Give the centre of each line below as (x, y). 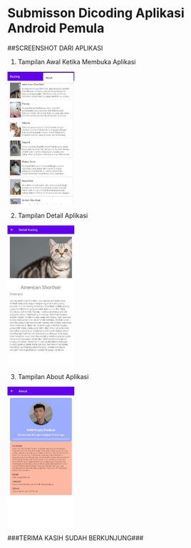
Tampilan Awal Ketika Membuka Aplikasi (77, 61)
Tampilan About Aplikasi (53, 377)
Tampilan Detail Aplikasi (53, 216)
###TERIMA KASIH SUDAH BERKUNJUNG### (76, 538)
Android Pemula (56, 28)
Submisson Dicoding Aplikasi (96, 13)
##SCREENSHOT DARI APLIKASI (55, 48)
